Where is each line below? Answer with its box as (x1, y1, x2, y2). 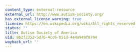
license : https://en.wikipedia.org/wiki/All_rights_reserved (5, 21, 135, 26)
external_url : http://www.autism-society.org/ (5, 12, 104, 17)
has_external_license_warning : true (5, 16, 81, 21)
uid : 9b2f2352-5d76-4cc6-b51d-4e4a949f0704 (5, 35, 97, 40)
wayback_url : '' (5, 40, 39, 45)
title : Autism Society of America (5, 30, 77, 35)
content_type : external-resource (5, 7, 75, 12)
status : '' (5, 26, 28, 31)
